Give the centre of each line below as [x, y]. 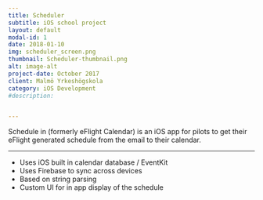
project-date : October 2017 [54, 74]
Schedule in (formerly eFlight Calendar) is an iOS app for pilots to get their [128, 132]
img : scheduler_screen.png [52, 52]
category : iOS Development [52, 88]
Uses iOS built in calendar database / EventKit [94, 162]
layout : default [34, 30]
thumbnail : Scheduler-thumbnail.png [68, 60]
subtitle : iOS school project [58, 23]
